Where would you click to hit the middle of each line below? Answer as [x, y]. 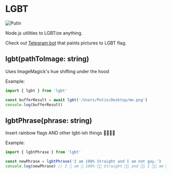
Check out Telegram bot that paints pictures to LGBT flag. [66, 43]
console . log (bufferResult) [34, 105]
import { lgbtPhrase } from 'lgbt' [43, 152]
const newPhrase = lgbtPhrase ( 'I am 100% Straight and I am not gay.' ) [83, 162]
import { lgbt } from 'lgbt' [36, 91]
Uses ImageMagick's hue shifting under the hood [57, 71]
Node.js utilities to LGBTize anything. [44, 33]
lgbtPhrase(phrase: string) [49, 121]
